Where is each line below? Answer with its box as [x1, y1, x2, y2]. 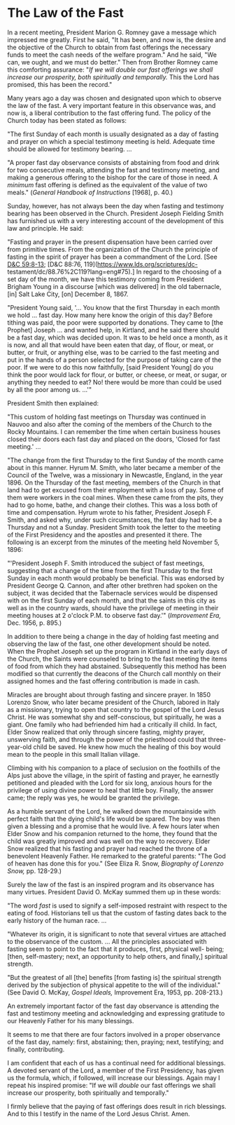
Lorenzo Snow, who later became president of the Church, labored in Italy [7, 698, 220, 706]
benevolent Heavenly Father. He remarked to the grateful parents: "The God [7, 851, 226, 860]
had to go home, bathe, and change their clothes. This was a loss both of [7, 500, 218, 509]
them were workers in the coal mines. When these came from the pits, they [7, 493, 224, 501]
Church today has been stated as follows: [7, 116, 127, 124]
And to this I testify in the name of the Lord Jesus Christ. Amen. [7, 1110, 190, 1118]
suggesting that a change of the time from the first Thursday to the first [7, 566, 213, 574]
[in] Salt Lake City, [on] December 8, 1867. [7, 290, 129, 298]
